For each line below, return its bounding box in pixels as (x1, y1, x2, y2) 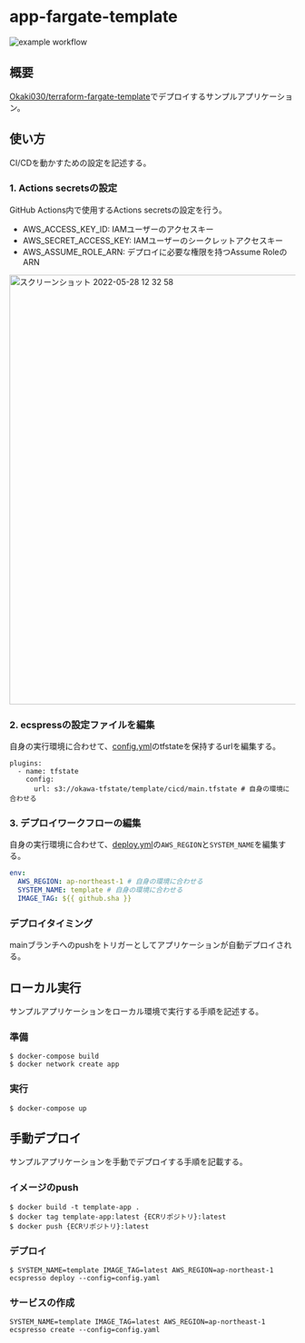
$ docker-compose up (9, 1103, 88, 1113)
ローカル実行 (9, 980, 82, 995)
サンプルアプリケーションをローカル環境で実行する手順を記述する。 (9, 1006, 264, 1017)
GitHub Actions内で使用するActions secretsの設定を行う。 (9, 204, 227, 215)
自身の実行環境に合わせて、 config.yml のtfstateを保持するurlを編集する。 (9, 741, 281, 752)
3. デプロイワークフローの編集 (9, 817, 142, 830)
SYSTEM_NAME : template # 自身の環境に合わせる (17, 885, 183, 895)
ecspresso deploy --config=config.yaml (9, 1274, 161, 1283)
